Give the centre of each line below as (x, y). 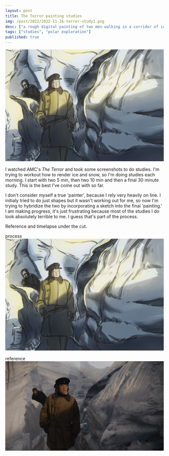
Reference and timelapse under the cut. (46, 226)
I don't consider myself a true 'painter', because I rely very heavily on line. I (83, 195)
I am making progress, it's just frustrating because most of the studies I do (82, 211)
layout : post (19, 11)
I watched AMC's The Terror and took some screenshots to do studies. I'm (82, 169)
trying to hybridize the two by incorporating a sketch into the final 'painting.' (84, 206)
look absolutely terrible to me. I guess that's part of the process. (72, 216)
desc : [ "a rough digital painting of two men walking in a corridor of (82, 27)
